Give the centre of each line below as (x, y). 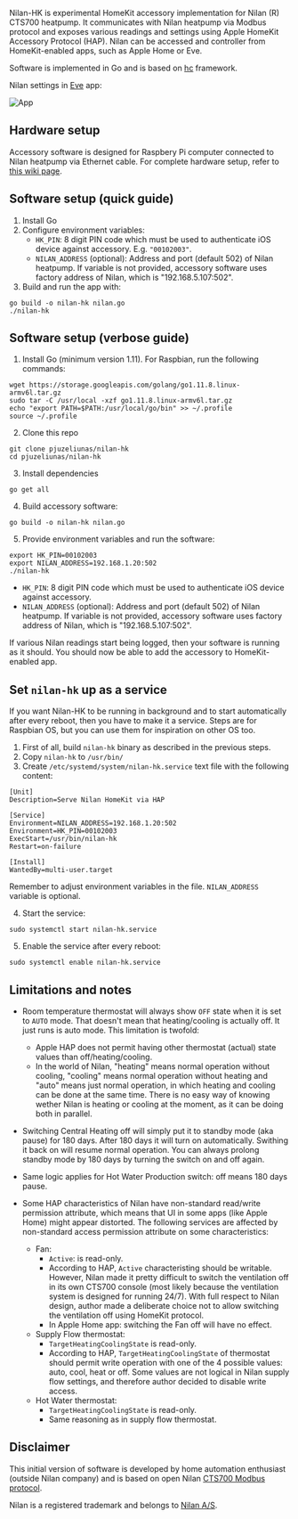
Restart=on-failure (45, 847)
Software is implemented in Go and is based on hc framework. (124, 68)
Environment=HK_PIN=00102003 (63, 831)
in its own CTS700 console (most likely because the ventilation (164, 1287)
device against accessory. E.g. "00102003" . (113, 249)
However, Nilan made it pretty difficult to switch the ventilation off (169, 1278)
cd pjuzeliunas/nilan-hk (55, 457)
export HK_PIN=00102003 (53, 556)
